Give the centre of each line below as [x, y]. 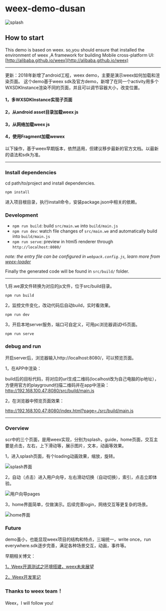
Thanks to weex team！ [34, 591]
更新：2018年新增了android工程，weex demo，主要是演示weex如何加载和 [80, 75]
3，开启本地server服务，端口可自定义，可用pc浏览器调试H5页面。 [72, 325]
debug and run [23, 346]
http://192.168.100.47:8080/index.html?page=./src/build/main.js [69, 411]
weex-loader [18, 262]
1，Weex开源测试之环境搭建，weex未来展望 [50, 566]
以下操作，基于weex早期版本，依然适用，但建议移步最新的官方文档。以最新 [82, 148]
